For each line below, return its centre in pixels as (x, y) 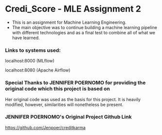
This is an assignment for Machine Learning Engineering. (69, 22)
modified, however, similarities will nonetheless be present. (64, 105)
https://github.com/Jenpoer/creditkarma (45, 127)
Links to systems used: (33, 50)
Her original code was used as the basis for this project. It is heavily (73, 99)
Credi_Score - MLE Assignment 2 (73, 9)
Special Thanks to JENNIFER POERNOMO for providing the (75, 83)
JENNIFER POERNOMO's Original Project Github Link (69, 117)
